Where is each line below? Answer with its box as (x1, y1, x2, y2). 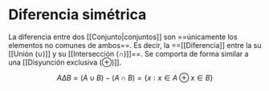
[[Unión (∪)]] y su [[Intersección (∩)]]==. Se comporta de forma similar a (8, 49, 249, 58)
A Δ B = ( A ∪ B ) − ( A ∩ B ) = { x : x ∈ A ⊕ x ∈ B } (56, 73, 214, 82)
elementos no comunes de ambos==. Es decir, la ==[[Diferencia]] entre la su (8, 40, 262, 49)
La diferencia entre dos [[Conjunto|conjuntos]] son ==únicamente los (8, 32, 238, 42)
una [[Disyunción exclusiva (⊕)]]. (8, 57, 122, 67)
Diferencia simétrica (8, 6, 147, 24)
